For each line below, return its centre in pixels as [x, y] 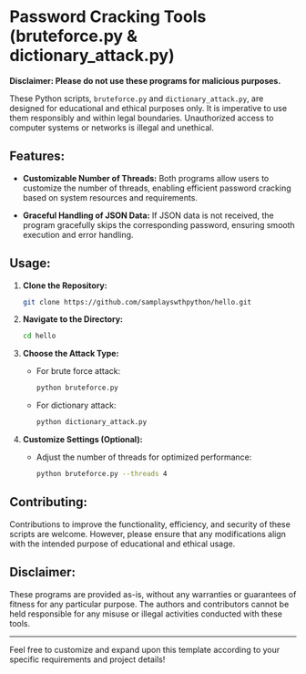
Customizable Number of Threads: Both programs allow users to [146, 178]
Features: [37, 156]
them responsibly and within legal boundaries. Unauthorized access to [142, 118]
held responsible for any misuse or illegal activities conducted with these [146, 614]
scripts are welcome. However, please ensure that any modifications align [148, 534]
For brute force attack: [78, 371]
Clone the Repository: [65, 285]
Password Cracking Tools [108, 17]
